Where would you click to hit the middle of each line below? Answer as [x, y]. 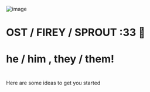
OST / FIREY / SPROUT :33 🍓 [76, 33]
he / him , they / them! [60, 59]
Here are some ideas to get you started [53, 83]
